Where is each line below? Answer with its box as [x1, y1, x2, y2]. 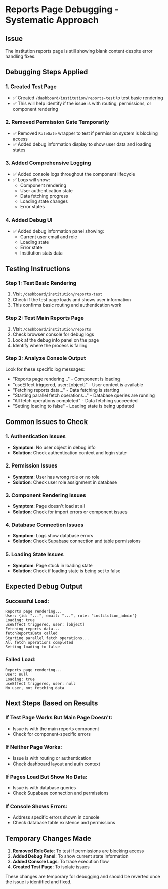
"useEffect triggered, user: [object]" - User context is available [12, 381, 143, 388]
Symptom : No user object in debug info [12, 444, 96, 450]
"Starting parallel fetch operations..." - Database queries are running [12, 392, 155, 398]
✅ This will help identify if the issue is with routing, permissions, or [12, 100, 152, 106]
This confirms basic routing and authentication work [12, 302, 122, 308]
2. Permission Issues [5, 462, 58, 469]
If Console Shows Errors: [5, 802, 68, 810]
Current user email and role [20, 234, 77, 240]
